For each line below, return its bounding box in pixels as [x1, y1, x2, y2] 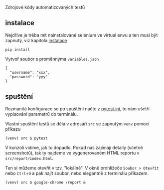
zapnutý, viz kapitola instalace [5, 37, 67, 43]
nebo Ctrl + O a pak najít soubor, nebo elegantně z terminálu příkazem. [5, 170, 149, 176]
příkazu [5, 126, 21, 132]
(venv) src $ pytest [5, 135, 48, 141]
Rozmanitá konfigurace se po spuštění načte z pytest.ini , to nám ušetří [5, 105, 150, 112]
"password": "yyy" [9, 74, 48, 79]
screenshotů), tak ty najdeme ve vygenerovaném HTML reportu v [5, 150, 140, 156]
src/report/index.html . [5, 155, 54, 161]
